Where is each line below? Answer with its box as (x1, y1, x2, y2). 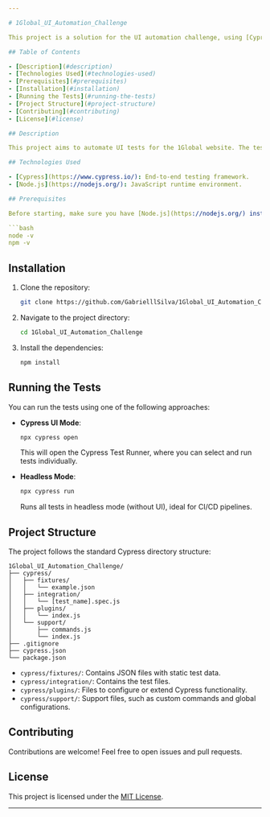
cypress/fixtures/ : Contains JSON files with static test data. (19, 668, 221, 678)
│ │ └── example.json (8, 584, 95, 592)
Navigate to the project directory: (19, 312, 130, 322)
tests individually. (19, 456, 78, 466)
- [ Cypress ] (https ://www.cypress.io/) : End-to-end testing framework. (8, 173, 250, 181)
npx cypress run (19, 488, 75, 496)
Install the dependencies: (19, 343, 104, 353)
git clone (19, 299, 54, 307)
